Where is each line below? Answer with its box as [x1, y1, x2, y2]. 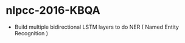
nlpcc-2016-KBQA [5, 4, 101, 17]
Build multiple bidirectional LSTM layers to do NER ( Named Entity [14, 23, 179, 30]
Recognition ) [14, 29, 49, 36]
